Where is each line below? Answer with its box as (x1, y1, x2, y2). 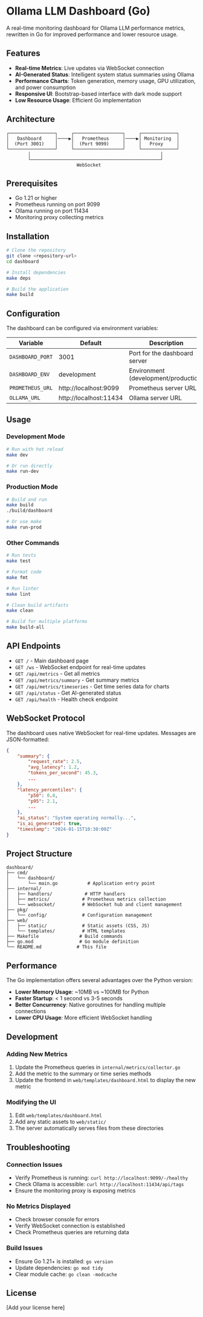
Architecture (6, 114, 56, 125)
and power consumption (14, 84, 76, 91)
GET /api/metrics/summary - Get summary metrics (14, 676, 140, 684)
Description (149, 339, 184, 348)
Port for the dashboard (129, 349, 193, 358)
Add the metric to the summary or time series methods (14, 1070, 152, 1077)
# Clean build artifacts (6, 602, 69, 608)
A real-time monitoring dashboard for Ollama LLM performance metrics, (6, 24, 185, 31)
